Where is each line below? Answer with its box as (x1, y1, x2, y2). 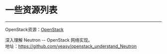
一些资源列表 (5, 4, 58, 16)
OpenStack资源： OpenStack (5, 26, 64, 32)
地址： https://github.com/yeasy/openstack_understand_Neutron (5, 43, 137, 49)
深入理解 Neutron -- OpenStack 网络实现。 (5, 37, 93, 43)
